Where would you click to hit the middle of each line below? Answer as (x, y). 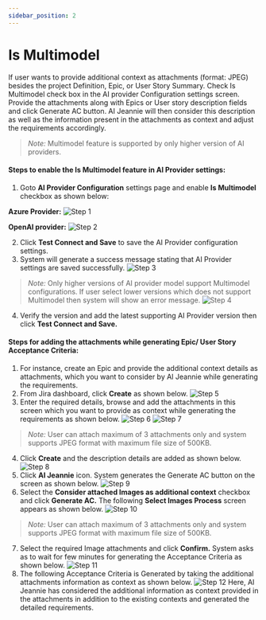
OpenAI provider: (37, 227)
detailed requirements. (56, 607)
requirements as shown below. (70, 419)
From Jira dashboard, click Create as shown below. (104, 393)
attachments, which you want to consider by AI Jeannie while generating (139, 376)
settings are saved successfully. (72, 267)
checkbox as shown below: (64, 196)
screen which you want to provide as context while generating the (128, 410)
